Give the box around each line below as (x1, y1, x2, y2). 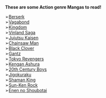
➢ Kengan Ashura (5, 61, 40, 67)
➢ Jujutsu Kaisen (5, 35, 39, 41)
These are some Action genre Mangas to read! (5, 4, 102, 10)
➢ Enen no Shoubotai (5, 88, 48, 93)
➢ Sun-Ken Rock (5, 82, 38, 88)
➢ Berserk (5, 14, 25, 19)
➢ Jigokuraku (5, 72, 32, 77)
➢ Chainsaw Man (5, 40, 39, 46)
